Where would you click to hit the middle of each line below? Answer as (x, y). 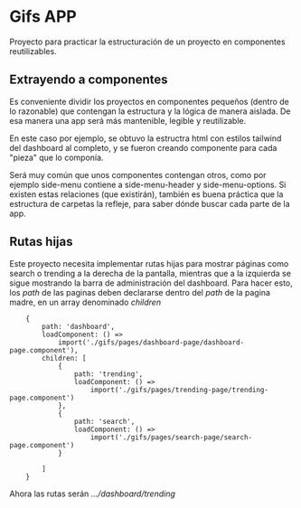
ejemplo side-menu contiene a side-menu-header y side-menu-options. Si (148, 184)
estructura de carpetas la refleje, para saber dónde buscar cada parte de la (150, 203)
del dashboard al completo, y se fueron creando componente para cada (143, 147)
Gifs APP (43, 17)
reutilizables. (33, 51)
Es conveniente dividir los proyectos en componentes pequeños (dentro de (149, 101)
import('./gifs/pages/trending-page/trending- (179, 390)
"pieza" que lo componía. (56, 157)
